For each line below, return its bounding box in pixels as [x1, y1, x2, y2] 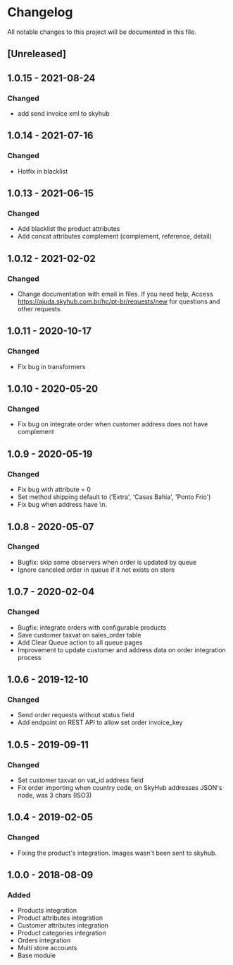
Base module [17, 951, 56, 960]
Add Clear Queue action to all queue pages [17, 638, 143, 647]
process [17, 653, 42, 661]
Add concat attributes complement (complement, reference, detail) [17, 232, 213, 241]
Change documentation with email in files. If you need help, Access [17, 290, 213, 299]
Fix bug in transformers [17, 362, 86, 371]
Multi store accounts [17, 944, 77, 952]
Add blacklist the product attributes [17, 224, 120, 233]
